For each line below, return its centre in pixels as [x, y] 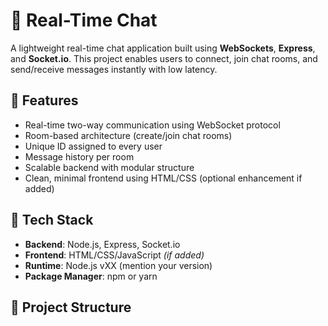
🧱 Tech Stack [52, 220]
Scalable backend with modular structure [109, 167]
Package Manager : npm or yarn [91, 276]
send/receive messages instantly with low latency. [114, 69]
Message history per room [79, 156]
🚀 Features [44, 100]
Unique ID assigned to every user [93, 146]
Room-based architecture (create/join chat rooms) [128, 135]
